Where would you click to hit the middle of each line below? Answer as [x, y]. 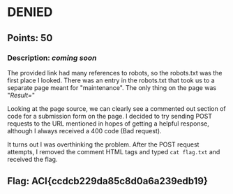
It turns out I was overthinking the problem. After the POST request [103, 144]
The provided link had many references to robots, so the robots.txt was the [115, 73]
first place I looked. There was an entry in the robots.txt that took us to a [111, 80]
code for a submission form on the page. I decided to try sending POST [110, 116]
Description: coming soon [52, 58]
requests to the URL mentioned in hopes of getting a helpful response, [108, 124]
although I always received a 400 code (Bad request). [84, 130]
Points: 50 [30, 38]
